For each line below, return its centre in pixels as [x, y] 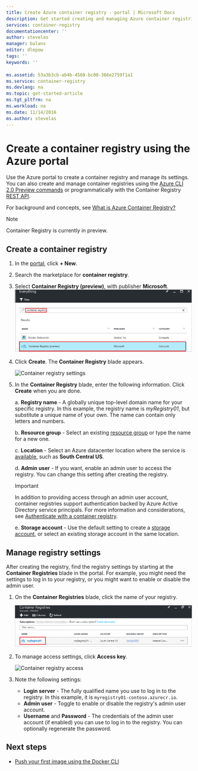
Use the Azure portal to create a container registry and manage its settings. [98, 177]
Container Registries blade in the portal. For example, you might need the [96, 573]
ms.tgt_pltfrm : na [29, 100]
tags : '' [17, 56]
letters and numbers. [40, 421]
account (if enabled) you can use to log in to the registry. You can [103, 722]
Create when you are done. [48, 391]
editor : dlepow [25, 50]
